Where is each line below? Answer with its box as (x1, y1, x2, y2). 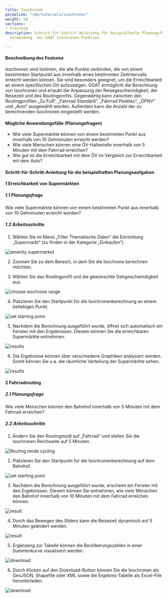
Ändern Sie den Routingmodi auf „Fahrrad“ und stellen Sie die (12, 433, 140, 439)
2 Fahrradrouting (5, 379, 41, 385)
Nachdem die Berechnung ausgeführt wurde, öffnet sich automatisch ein (12, 323, 163, 329)
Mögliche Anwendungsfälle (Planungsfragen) (5, 120, 102, 126)
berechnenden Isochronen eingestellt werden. (5, 108, 100, 115)
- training (5, 26, 28, 31)
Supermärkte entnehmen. (12, 333, 65, 340)
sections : (5, 21, 26, 26)
